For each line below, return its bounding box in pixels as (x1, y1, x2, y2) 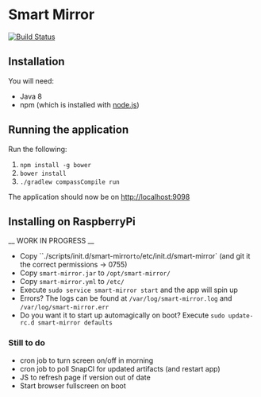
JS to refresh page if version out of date (19, 372, 151, 382)
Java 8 (19, 91, 42, 101)
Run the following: (8, 144, 67, 154)
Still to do (8, 337, 45, 348)
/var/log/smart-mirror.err (19, 304, 109, 312)
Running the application (8, 123, 129, 137)
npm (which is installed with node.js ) (19, 99, 140, 109)
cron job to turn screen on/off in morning (19, 356, 154, 365)
